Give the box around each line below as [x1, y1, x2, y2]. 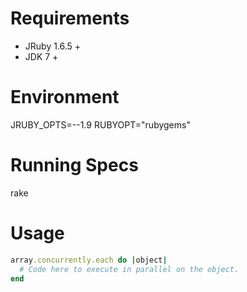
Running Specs [10, 154, 139, 177]
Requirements [10, 7, 130, 30]
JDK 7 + [24, 50, 59, 62]
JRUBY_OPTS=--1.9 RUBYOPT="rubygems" [10, 118, 191, 131]
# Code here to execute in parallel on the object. [19, 264, 240, 274]
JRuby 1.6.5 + [24, 40, 82, 52]
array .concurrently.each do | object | [10, 255, 168, 265]
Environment [10, 86, 120, 109]
